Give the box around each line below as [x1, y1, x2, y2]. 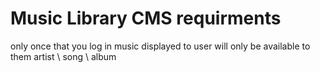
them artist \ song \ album [10, 50, 117, 62]
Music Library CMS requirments [10, 7, 282, 30]
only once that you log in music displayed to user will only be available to [10, 40, 311, 52]
